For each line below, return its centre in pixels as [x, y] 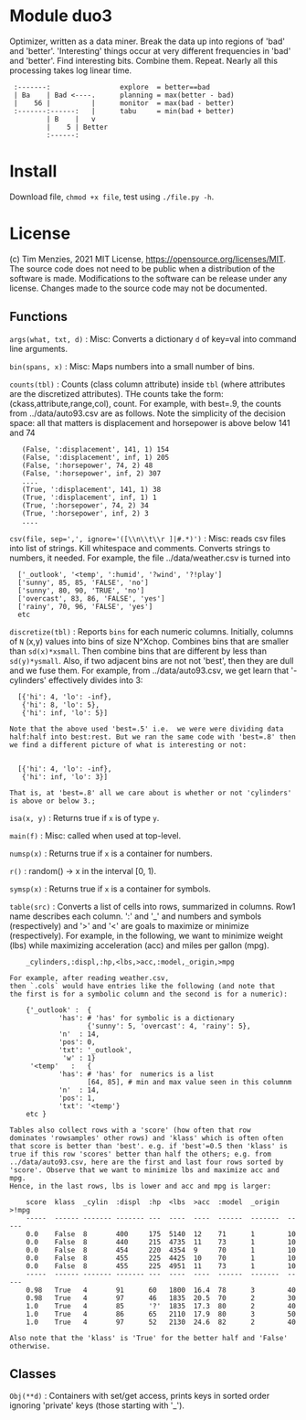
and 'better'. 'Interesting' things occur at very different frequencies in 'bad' [150, 50]
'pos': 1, [77, 1098]
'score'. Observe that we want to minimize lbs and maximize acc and [145, 1170]
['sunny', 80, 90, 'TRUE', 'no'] [81, 591]
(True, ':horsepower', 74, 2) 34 [85, 505]
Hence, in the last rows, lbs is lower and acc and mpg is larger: [141, 1186]
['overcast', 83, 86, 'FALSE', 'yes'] [92, 598]
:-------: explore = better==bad [111, 87]
